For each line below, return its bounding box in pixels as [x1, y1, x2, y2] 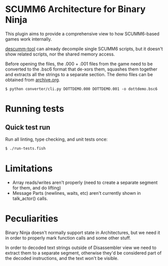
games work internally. [5, 36, 52, 42]
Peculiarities [5, 213, 58, 224]
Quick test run [5, 123, 50, 131]
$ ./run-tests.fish [5, 146, 46, 151]
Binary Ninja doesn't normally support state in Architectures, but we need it [5, 229, 160, 235]
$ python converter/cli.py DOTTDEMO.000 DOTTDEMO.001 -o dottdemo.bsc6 [5, 86, 157, 91]
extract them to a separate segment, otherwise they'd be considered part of [5, 249, 161, 256]
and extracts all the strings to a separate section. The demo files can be [5, 71, 153, 77]
